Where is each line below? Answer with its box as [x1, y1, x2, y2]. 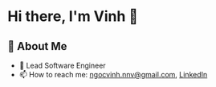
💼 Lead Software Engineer [18, 60, 106, 70]
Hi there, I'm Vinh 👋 [7, 7, 138, 26]
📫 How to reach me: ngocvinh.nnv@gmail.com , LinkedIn [18, 70, 208, 79]
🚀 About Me [7, 39, 67, 53]
